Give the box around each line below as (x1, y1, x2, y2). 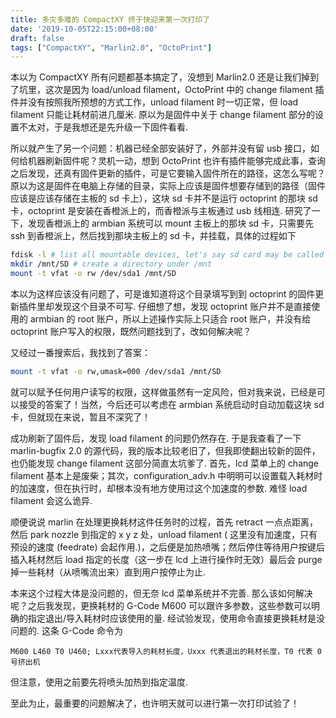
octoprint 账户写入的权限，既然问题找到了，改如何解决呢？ (10, 325, 252, 337)
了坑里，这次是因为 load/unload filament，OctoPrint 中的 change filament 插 (10, 84, 325, 96)
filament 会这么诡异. (10, 494, 93, 506)
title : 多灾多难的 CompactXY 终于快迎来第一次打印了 (10, 14, 211, 25)
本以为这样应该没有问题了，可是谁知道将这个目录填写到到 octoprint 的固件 (10, 287, 316, 300)
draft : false (10, 33, 65, 43)
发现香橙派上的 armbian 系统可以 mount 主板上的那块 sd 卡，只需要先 (27, 217, 315, 230)
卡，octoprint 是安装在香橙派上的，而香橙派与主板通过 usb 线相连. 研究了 (10, 205, 312, 217)
